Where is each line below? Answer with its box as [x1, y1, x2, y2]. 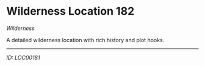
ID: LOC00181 [6, 54, 40, 61]
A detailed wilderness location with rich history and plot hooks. [6, 36, 165, 43]
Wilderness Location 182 [6, 4, 135, 18]
